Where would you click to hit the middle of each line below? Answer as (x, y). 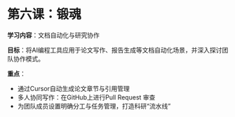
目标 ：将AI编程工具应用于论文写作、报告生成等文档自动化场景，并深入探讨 (115, 50)
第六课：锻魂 (45, 14)
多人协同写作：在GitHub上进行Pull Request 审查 (86, 97)
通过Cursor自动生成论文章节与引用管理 (73, 88)
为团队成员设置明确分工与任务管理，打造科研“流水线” (94, 106)
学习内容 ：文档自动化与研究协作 (53, 35)
